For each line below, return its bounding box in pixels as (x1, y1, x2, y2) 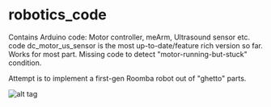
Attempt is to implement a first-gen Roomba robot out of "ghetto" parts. (8, 73, 247, 83)
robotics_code (8, 6, 108, 24)
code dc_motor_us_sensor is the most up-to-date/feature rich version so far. (8, 40, 263, 50)
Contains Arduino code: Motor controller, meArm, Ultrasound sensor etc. (8, 32, 251, 42)
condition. (8, 58, 42, 68)
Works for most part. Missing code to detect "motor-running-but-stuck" (8, 49, 248, 59)
